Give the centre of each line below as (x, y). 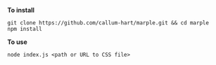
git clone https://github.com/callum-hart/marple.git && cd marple (108, 23)
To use (18, 42)
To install (21, 10)
